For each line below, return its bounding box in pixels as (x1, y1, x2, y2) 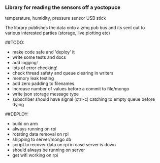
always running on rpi (12, 126, 57, 132)
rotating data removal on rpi (12, 131, 69, 137)
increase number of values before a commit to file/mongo (12, 86, 129, 92)
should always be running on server (12, 147, 85, 153)
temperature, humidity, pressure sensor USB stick (5, 15, 106, 21)
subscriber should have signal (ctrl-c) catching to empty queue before (12, 96, 155, 102)
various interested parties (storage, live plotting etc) (5, 30, 110, 36)
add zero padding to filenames (12, 81, 75, 86)
